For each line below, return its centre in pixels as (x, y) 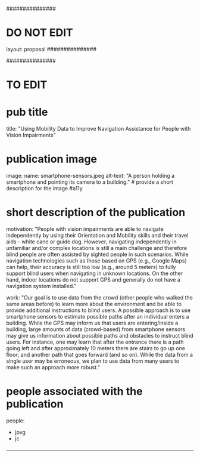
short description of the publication (96, 213)
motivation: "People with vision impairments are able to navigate (85, 229)
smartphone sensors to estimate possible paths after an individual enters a (98, 316)
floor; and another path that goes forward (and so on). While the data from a (100, 354)
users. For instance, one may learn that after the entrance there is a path (95, 342)
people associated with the (74, 392)
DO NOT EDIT (40, 33)
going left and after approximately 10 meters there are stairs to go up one (96, 348)
